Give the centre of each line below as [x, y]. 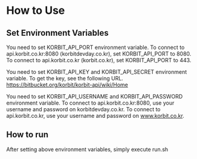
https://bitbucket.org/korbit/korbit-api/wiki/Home [67, 85]
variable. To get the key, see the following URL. [65, 78]
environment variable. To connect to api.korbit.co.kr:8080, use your [90, 103]
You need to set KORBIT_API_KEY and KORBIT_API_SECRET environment [97, 72]
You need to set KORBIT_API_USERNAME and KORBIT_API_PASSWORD [95, 96]
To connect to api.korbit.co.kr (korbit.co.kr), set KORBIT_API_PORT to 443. [99, 60]
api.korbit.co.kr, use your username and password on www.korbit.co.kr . [95, 116]
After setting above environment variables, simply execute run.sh [87, 149]
